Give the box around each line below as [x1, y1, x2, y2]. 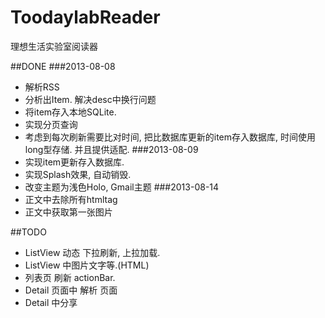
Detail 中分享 [24, 296, 78, 308]
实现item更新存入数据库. [24, 156, 125, 168]
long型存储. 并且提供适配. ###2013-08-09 [24, 143, 199, 155]
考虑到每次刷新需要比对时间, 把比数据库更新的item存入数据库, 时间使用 [24, 131, 316, 143]
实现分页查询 [24, 118, 78, 130]
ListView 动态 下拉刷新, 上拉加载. [24, 246, 161, 258]
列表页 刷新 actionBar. [24, 271, 116, 283]
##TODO [10, 226, 47, 238]
